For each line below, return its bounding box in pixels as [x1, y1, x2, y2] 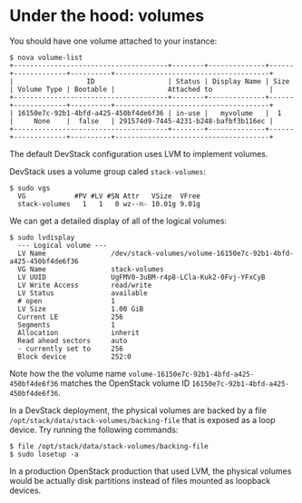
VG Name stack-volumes [17, 264, 165, 273]
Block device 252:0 [17, 351, 132, 361]
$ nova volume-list [9, 53, 83, 62]
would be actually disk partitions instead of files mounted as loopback [9, 475, 271, 486]
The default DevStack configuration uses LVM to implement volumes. [9, 148, 268, 159]
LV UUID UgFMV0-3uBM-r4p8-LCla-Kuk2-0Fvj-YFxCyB [17, 272, 266, 281]
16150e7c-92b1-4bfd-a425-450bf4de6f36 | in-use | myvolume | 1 [17, 108, 282, 118]
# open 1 [17, 296, 116, 305]
